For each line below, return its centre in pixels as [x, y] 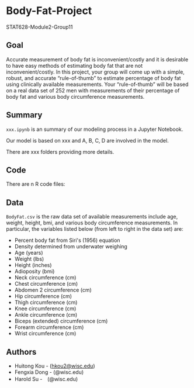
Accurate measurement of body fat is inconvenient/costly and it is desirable [97, 59]
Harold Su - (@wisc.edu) [46, 379]
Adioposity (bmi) [34, 271]
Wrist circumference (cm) [45, 334]
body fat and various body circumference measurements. [75, 96]
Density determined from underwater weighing [71, 247]
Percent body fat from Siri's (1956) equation [67, 240]
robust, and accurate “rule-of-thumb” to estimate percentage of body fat [93, 78]
